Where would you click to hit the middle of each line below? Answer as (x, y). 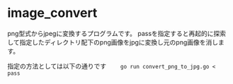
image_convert (52, 13)
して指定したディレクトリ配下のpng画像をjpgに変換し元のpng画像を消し (113, 42)
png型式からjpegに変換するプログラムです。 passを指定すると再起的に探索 (117, 33)
